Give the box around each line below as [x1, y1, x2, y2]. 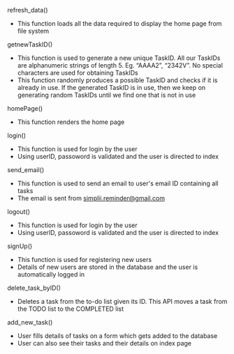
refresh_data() [7, 6, 48, 14]
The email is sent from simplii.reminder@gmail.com [17, 194, 166, 202]
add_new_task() [7, 318, 53, 326]
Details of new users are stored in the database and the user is [17, 263, 198, 271]
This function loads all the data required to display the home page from [17, 20, 222, 27]
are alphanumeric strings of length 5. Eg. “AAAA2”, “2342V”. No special [17, 61, 224, 69]
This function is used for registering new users [17, 256, 152, 263]
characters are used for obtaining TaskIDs [17, 69, 138, 77]
